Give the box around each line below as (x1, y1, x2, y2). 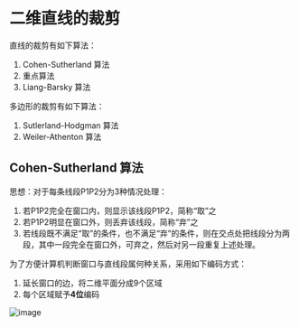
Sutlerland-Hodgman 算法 (22, 119, 119, 131)
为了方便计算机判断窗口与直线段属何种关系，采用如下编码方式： (9, 258, 247, 269)
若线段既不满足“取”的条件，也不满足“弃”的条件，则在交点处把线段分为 (22, 228, 283, 238)
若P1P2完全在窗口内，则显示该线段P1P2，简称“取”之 (22, 205, 217, 216)
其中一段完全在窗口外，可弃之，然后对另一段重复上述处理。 (38, 238, 260, 249)
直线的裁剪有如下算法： (9, 40, 97, 51)
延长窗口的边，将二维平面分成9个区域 (22, 277, 163, 288)
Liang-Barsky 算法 (22, 81, 91, 92)
